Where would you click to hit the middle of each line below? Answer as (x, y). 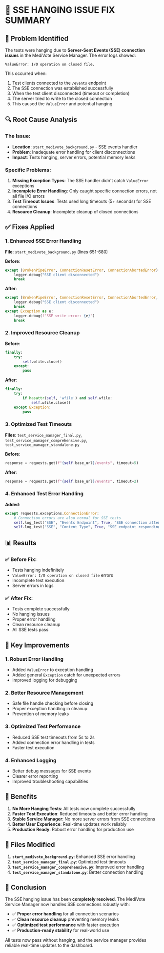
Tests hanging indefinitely (38, 570)
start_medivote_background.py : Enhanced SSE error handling (73, 857)
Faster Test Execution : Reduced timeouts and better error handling (80, 814)
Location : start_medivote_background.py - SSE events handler (75, 147)
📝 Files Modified (30, 845)
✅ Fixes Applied (30, 227)
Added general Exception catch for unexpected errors (66, 674)
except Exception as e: (29, 311)
